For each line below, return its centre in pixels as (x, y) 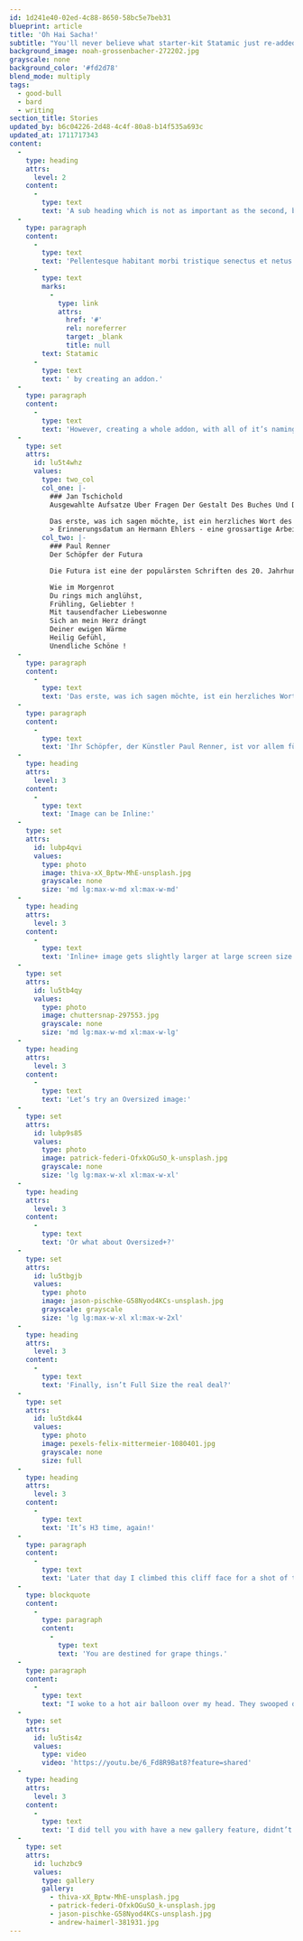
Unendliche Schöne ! (88, 646)
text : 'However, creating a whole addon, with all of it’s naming (169, 429)
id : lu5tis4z (58, 1738)
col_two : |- (64, 538)
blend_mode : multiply (50, 77)
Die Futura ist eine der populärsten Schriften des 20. (156, 571)
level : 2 (50, 177)
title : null (88, 345)
